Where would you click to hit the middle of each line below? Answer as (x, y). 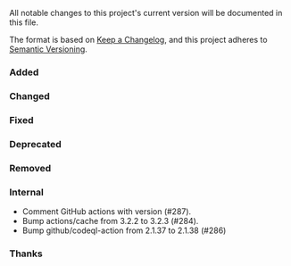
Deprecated (36, 144)
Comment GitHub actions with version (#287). (107, 211)
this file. (24, 22)
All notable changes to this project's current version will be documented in (146, 13)
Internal (27, 192)
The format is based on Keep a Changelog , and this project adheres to (138, 40)
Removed (30, 168)
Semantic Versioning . (48, 49)
